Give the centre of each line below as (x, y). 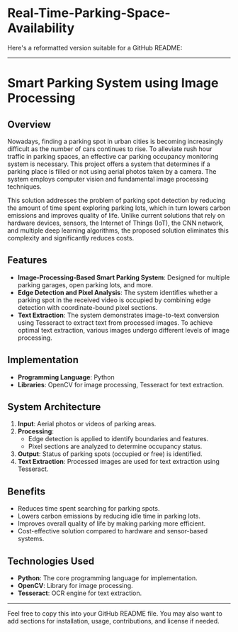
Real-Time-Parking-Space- (89, 13)
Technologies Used (51, 561)
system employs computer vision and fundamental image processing (108, 179)
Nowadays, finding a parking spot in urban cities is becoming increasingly (115, 141)
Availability (41, 28)
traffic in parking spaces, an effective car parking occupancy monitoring (113, 156)
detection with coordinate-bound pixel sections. (87, 307)
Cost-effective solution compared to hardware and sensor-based (112, 531)
